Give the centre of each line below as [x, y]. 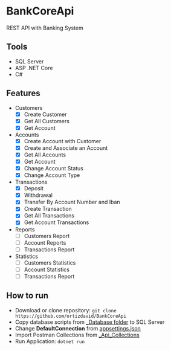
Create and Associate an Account [66, 148]
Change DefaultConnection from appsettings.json [78, 328]
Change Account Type [52, 175]
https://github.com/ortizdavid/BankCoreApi [71, 316]
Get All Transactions [49, 216]
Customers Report [47, 236]
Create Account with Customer [63, 141]
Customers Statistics [50, 262]
